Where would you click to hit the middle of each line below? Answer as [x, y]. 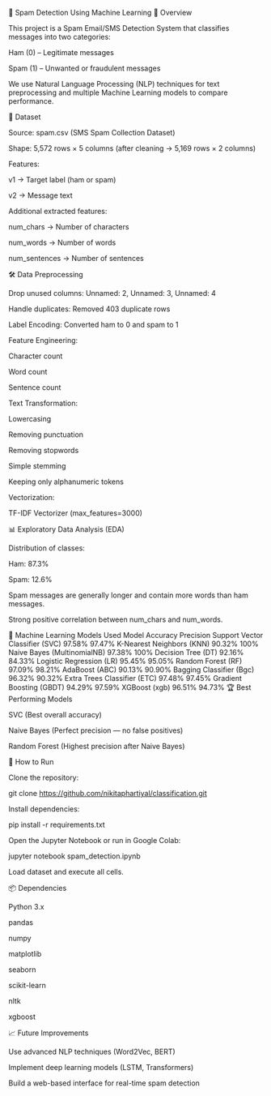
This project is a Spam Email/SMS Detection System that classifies [119, 28]
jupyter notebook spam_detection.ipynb [75, 856]
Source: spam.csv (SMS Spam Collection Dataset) [92, 133]
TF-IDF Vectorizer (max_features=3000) [76, 513]
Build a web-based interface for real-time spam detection [104, 1083]
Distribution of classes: [47, 548]
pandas [21, 923]
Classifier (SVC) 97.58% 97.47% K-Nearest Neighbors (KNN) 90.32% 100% [133, 644]
